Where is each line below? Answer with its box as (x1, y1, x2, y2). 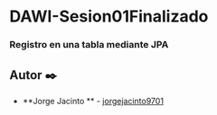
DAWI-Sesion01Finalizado (9, 6, 209, 27)
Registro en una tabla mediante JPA (9, 39, 169, 51)
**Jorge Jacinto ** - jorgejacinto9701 (22, 95, 165, 106)
